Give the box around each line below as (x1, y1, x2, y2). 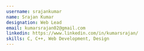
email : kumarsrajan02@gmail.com (6, 25, 86, 31)
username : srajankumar (6, 8, 62, 15)
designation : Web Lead (6, 19, 62, 25)
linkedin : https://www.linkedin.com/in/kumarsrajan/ (6, 30, 139, 36)
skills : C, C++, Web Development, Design (6, 36, 110, 42)
